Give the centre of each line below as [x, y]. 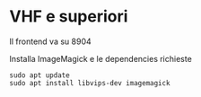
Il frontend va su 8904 [50, 41]
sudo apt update [39, 75]
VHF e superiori [69, 17]
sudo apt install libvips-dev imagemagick [90, 83]
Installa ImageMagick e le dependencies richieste [101, 58]
